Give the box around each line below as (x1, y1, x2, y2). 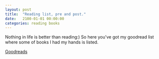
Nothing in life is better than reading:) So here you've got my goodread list (5, 34, 154, 40)
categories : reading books (5, 20, 60, 26)
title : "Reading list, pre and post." (5, 12, 86, 17)
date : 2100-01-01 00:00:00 (5, 16, 64, 21)
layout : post (5, 7, 32, 12)
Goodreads (5, 49, 28, 55)
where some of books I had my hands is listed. (5, 39, 99, 45)
